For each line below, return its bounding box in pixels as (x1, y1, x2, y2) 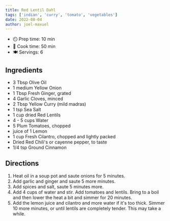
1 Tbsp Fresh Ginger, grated (12, 90, 71, 96)
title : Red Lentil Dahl (5, 7, 56, 13)
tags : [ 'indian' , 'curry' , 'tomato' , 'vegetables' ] (5, 12, 117, 17)
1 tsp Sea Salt (12, 107, 41, 113)
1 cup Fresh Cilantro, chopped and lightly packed (12, 134, 116, 140)
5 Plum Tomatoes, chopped (12, 123, 71, 129)
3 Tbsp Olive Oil (12, 80, 47, 86)
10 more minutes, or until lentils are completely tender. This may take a (12, 205, 161, 211)
